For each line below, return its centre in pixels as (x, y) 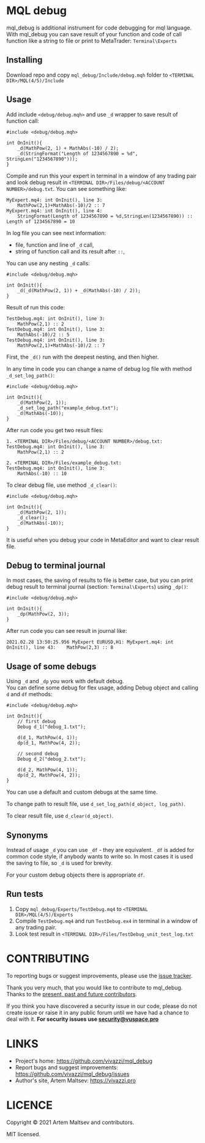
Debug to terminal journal (56, 565)
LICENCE (30, 1105)
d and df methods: (29, 694)
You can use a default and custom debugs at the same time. (82, 792)
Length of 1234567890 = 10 (41, 222)
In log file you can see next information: (56, 233)
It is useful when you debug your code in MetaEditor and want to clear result (103, 540)
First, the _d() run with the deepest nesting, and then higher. (83, 357)
